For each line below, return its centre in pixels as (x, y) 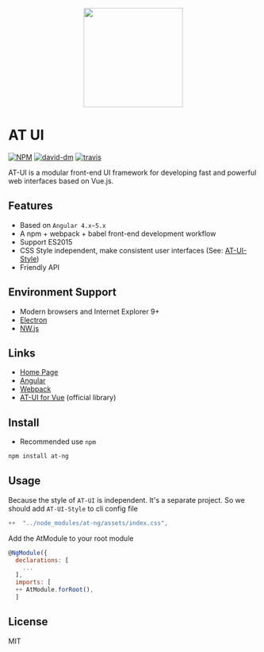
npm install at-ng (38, 457)
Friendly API (40, 267)
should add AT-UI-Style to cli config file (73, 508)
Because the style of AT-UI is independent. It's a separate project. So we (127, 500)
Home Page (39, 372)
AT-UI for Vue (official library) (68, 398)
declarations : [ (42, 560)
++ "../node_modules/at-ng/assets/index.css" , (88, 523)
